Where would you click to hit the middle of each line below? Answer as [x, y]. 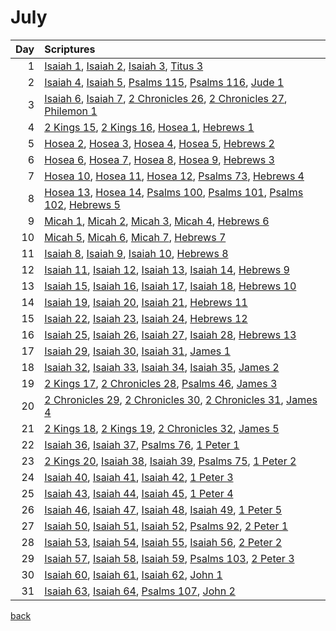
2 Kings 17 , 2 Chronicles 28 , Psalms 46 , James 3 [161, 383]
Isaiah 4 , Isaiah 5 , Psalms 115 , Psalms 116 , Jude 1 [164, 82]
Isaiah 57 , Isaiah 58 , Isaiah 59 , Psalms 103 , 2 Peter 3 [169, 558]
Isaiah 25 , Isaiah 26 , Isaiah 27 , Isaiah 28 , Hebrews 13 [170, 334]
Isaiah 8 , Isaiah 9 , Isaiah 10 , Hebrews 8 [136, 253]
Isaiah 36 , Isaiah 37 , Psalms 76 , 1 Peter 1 [142, 444]
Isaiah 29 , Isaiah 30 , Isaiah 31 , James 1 [137, 351]
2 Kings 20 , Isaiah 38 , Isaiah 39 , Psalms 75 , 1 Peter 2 [170, 461]
